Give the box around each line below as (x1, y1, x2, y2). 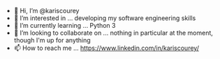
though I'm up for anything (13, 36, 91, 44)
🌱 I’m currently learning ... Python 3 (13, 22, 116, 29)
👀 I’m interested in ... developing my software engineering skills (13, 14, 196, 22)
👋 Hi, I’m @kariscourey (13, 7, 80, 15)
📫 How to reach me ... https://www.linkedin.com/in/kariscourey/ (13, 44, 199, 52)
